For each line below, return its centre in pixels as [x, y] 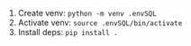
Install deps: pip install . [68, 32]
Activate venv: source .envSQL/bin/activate [100, 23]
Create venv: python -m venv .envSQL [87, 13]
